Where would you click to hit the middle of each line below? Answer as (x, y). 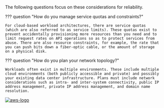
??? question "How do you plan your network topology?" (62, 60)
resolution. (17, 91)
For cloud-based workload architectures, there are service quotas (76, 26)
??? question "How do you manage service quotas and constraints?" (74, 16)
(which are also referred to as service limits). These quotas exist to (81, 30)
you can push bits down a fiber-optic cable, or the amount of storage (80, 47)
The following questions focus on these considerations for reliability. (74, 7)
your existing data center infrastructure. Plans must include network (80, 78)
